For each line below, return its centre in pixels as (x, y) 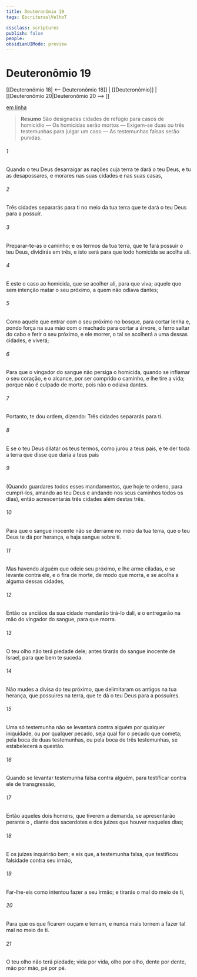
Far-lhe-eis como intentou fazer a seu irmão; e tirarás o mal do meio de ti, (95, 892)
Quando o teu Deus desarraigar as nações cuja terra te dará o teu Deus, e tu (98, 169)
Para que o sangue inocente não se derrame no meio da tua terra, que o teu (98, 530)
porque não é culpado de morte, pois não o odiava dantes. (77, 385)
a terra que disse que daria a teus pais (53, 454)
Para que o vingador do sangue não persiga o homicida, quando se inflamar (98, 372)
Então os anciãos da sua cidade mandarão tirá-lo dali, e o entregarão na (94, 613)
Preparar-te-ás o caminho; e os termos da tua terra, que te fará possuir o (95, 245)
